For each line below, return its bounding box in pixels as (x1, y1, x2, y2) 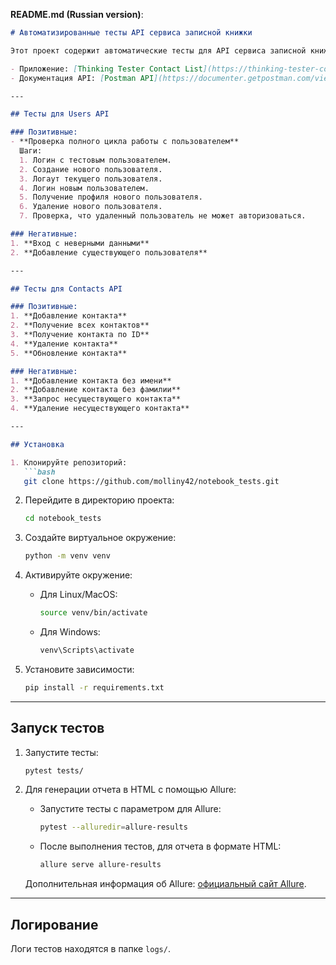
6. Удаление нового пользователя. (19, 202, 163, 212)
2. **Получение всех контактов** (10, 320, 150, 331)
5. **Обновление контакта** (10, 348, 128, 358)
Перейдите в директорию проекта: (24, 494, 175, 506)
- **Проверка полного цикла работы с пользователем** (10, 137, 240, 147)
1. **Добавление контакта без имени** (10, 375, 172, 386)
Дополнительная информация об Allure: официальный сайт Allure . (24, 878, 307, 890)
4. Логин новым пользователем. (19, 183, 150, 193)
